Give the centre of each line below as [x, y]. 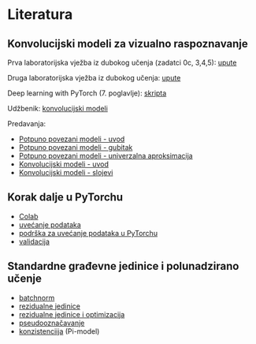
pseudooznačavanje [52, 323]
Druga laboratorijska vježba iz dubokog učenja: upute [94, 78]
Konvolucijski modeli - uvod [64, 164]
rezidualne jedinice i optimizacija [72, 314]
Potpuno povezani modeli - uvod [72, 139]
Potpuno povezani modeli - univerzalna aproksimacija [106, 156]
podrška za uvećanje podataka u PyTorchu [88, 233]
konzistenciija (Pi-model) [59, 331]
